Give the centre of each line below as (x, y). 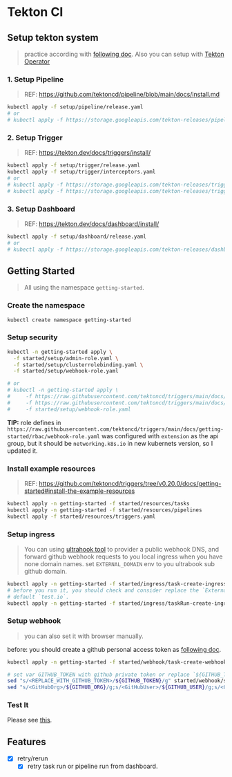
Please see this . (30, 720)
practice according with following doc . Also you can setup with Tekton (124, 54)
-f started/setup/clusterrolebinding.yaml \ (78, 365)
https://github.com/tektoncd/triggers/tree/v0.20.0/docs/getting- (130, 483)
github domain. (46, 571)
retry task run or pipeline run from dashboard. (93, 766)
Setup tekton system (53, 38)
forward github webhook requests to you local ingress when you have (123, 556)
